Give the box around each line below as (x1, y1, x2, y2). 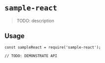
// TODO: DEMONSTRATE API (4, 53, 57, 58)
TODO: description (16, 18, 55, 23)
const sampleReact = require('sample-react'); (4, 45, 101, 50)
